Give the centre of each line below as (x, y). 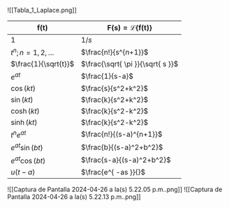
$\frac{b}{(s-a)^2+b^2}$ (122, 147)
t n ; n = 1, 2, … (32, 52)
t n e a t (19, 134)
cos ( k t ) (23, 88)
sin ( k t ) (22, 99)
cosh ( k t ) (25, 111)
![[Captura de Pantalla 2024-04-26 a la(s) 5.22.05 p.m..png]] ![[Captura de (115, 189)
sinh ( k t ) (24, 122)
